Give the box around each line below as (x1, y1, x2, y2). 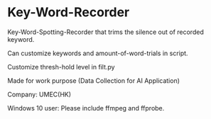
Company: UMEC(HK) (7, 90, 72, 98)
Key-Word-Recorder (7, 4, 130, 21)
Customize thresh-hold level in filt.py (7, 62, 115, 71)
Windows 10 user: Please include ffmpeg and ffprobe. (7, 103, 165, 112)
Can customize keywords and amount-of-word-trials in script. (7, 49, 188, 57)
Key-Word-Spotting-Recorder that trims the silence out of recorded (7, 28, 204, 36)
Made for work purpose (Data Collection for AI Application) (7, 76, 180, 85)
